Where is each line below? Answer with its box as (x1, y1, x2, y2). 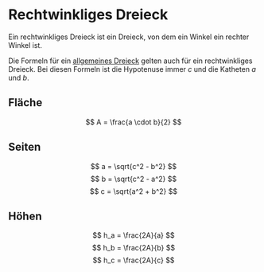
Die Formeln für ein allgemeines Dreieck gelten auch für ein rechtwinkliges (8, 56, 253, 65)
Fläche (8, 96, 43, 109)
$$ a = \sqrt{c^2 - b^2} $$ (90, 161, 177, 171)
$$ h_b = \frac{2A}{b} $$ (91, 243, 176, 253)
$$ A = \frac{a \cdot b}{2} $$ (85, 117, 182, 127)
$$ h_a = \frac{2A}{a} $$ (92, 231, 175, 240)
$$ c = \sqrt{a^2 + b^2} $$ (90, 186, 177, 196)
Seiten (8, 140, 41, 154)
